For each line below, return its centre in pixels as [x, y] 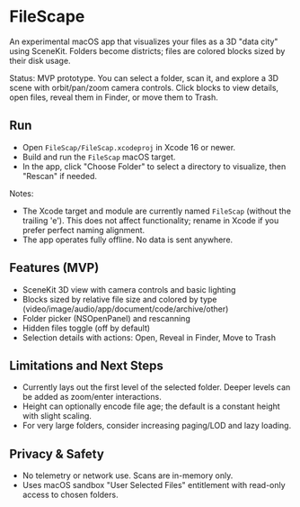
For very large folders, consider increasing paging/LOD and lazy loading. [157, 426]
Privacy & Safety [57, 453]
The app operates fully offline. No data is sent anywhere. [128, 240]
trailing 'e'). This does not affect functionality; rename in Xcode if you [150, 220]
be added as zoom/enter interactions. [92, 397]
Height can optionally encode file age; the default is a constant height [151, 406]
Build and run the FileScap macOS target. [99, 157]
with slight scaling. [57, 416]
